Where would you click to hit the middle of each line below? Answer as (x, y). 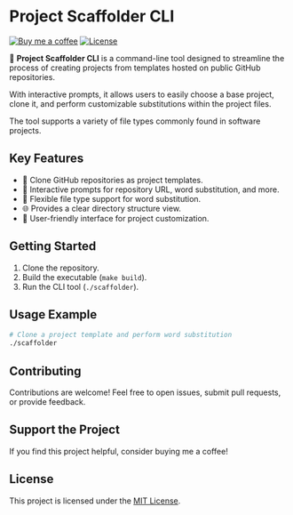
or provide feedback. (48, 401)
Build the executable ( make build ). (84, 277)
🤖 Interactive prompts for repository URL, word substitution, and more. (150, 189)
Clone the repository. (60, 268)
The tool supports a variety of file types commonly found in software (135, 121)
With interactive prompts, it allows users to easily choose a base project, (142, 94)
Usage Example (53, 314)
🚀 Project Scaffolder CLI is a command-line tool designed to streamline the (147, 58)
